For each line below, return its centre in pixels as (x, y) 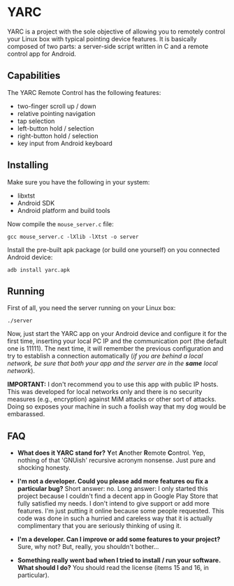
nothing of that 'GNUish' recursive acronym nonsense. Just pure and (116, 460)
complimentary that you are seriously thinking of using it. (99, 526)
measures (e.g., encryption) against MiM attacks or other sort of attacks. (112, 400)
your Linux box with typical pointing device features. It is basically (102, 38)
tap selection (36, 121)
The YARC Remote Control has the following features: (84, 92)
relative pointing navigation (56, 113)
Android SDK (36, 203)
